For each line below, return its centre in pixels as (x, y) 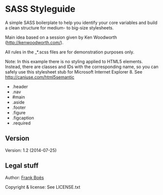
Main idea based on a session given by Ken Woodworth (61, 37)
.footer (19, 107)
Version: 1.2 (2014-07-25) (31, 150)
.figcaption (23, 118)
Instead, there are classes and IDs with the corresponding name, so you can (82, 67)
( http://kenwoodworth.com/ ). (34, 42)
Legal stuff (22, 166)
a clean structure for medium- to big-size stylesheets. (59, 27)
